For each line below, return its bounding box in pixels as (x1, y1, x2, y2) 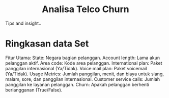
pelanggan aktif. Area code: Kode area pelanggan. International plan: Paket (5, 60, 162, 66)
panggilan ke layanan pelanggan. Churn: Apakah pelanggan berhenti (5, 81, 149, 87)
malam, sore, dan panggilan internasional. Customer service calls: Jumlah (5, 76, 160, 82)
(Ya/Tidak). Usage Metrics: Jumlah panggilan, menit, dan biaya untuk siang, (5, 71, 164, 77)
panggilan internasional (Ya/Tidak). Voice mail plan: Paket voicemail (5, 65, 147, 71)
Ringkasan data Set (5, 38, 89, 50)
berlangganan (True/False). (5, 87, 63, 93)
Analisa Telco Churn (42, 4, 129, 15)
